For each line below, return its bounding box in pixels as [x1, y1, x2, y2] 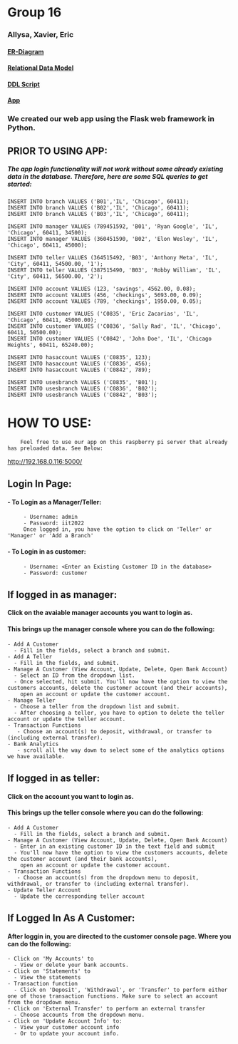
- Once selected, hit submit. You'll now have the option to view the [14, 678, 228, 685]
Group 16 [7, 4, 62, 21]
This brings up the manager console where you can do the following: [7, 625, 215, 634]
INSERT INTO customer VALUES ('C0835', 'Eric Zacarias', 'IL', [7, 310, 200, 317]
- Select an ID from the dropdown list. [14, 671, 135, 679]
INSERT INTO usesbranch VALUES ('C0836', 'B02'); [7, 385, 158, 392]
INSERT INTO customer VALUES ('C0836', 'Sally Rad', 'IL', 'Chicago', [7, 322, 222, 330]
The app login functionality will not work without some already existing [7, 165, 223, 173]
